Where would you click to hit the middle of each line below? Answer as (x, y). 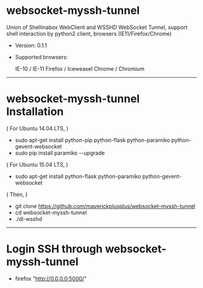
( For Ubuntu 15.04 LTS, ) (37, 164)
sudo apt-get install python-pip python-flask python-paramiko (92, 140)
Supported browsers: (41, 57)
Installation (35, 112)
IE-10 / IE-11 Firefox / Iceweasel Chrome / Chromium (80, 69)
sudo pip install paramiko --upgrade (60, 153)
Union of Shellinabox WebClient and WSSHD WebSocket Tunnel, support (97, 27)
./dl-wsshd (28, 219)
